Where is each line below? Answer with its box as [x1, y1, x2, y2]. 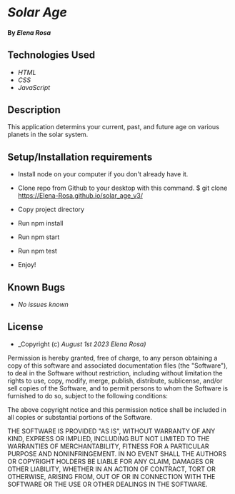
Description [7, 104, 61, 116]
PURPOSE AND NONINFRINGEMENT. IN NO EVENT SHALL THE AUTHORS [7, 449, 227, 458]
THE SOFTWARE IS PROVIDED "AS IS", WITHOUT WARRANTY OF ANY [7, 426, 216, 435]
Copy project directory [17, 205, 84, 214]
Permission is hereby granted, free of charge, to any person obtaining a [7, 353, 218, 362]
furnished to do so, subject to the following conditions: [7, 391, 168, 400]
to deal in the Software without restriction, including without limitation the [7, 368, 223, 377]
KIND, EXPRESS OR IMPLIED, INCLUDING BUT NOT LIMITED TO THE [7, 434, 210, 443]
